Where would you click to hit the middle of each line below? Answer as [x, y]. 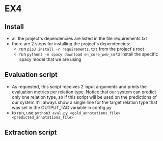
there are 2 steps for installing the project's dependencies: [71, 44]
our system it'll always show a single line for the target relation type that [84, 102]
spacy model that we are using [50, 59]
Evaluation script [31, 75]
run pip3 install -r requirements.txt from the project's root [81, 49]
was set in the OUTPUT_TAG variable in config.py [61, 107]
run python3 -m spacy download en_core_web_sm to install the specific [88, 54]
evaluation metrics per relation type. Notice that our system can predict [84, 92]
